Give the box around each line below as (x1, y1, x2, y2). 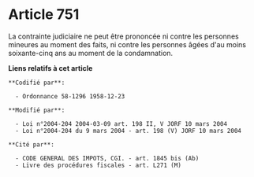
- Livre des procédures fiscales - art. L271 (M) (15, 161, 181, 169)
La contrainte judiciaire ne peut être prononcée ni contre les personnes (8, 31, 239, 41)
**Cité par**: (8, 140, 55, 149)
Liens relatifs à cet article (8, 63, 93, 72)
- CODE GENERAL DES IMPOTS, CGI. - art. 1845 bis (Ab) (15, 154, 200, 162)
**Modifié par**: (8, 106, 65, 114)
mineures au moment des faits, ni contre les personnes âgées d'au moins (8, 39, 247, 49)
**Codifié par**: (8, 79, 65, 87)
